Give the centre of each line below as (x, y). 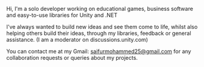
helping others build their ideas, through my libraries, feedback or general (99, 33)
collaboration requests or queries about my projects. (72, 58)
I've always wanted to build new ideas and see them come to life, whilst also (102, 27)
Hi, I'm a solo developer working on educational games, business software (100, 9)
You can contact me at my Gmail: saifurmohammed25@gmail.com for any (99, 51)
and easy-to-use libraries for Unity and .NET (62, 15)
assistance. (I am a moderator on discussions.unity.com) (77, 40)
